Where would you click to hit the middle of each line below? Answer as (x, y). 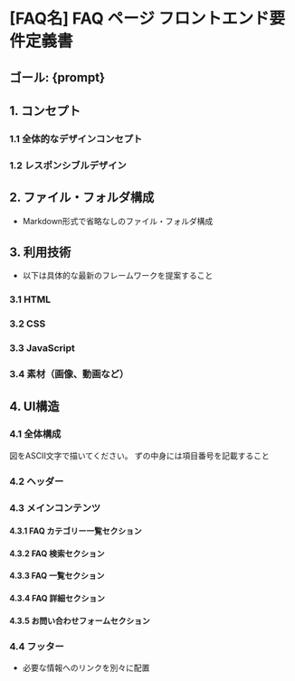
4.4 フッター (37, 646)
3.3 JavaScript (42, 348)
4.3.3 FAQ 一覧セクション (57, 576)
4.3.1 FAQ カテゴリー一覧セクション (76, 531)
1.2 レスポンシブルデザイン (68, 166)
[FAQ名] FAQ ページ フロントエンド (139, 19)
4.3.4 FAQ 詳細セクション (57, 599)
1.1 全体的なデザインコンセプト (76, 138)
